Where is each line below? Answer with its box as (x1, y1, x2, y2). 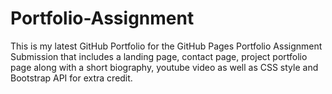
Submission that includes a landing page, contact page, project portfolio (10, 50, 308, 62)
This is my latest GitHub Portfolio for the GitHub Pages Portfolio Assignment (10, 40, 323, 52)
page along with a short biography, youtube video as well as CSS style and (10, 61, 319, 73)
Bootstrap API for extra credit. (10, 72, 133, 84)
